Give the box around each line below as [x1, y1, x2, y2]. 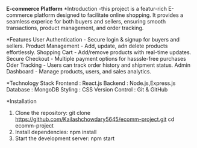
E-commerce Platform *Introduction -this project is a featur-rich [6, 5, 167, 12]
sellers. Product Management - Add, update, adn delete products [6, 42, 168, 49]
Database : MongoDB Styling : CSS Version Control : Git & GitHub [6, 86, 168, 93]
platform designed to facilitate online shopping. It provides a [34, 11, 184, 19]
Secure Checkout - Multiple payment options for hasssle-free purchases [6, 55, 187, 62]
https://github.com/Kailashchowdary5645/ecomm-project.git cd [14, 116, 175, 123]
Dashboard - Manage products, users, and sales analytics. [6, 68, 152, 75]
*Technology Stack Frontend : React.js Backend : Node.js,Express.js [6, 79, 176, 87]
